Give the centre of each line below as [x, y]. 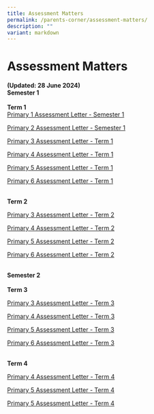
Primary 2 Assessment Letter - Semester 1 [66, 128]
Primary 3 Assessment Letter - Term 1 [60, 141]
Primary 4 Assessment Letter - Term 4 [61, 377]
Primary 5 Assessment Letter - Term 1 [60, 168]
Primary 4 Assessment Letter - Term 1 [60, 154]
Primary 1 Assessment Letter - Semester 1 [66, 114]
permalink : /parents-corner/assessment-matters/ [77, 20]
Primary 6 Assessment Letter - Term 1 [60, 181]
